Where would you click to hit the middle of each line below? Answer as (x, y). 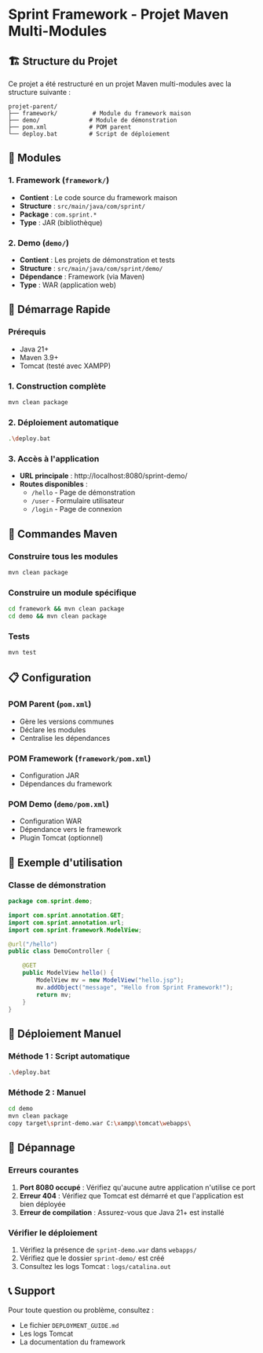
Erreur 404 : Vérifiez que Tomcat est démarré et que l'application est (131, 1195)
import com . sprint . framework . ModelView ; (75, 930)
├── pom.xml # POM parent (70, 127)
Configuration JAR (49, 775)
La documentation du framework (72, 1342)
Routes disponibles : (53, 484)
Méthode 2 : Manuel (47, 1092)
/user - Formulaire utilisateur (78, 501)
